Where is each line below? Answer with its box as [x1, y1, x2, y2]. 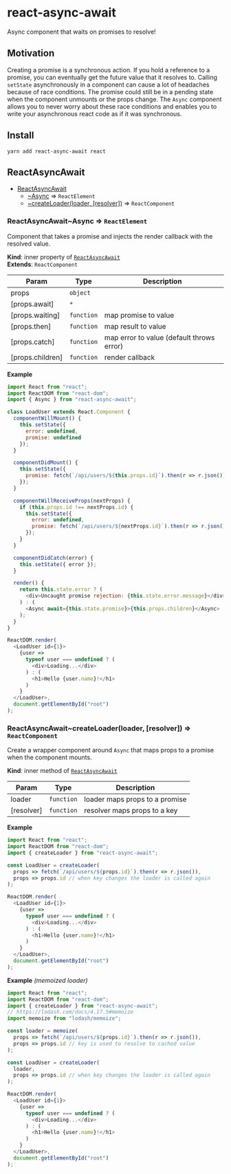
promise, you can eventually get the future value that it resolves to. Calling [7, 73, 218, 81]
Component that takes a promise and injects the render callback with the [7, 232, 213, 240]
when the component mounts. [7, 753, 92, 761]
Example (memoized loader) [7, 976, 88, 984]
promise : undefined [25, 434, 81, 441]
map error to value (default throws [104, 332, 215, 342]
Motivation [7, 47, 55, 59]
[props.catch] [10, 337, 55, 347]
